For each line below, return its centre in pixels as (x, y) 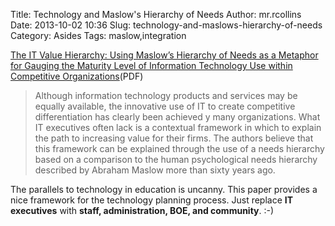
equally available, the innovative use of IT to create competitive (165, 106)
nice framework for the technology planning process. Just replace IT (152, 200)
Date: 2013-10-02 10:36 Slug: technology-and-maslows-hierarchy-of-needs (166, 25)
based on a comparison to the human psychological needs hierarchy (176, 159)
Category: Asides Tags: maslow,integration (98, 35)
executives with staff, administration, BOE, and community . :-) (142, 210)
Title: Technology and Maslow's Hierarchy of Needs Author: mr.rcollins (156, 14)
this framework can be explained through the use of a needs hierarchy (179, 148)
